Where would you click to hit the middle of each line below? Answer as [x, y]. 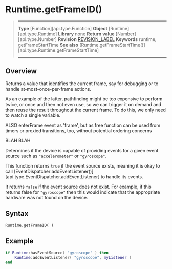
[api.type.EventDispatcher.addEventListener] [52, 177]
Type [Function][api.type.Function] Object [62, 28]
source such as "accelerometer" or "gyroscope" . [56, 156]
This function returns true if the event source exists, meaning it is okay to [83, 165]
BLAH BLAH [18, 140]
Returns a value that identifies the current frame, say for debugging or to [82, 84]
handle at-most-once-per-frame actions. [48, 89]
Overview [21, 71]
